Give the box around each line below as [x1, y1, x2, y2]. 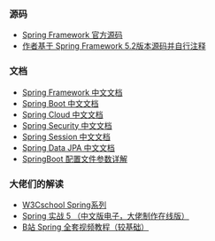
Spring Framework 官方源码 [21, 29, 123, 41]
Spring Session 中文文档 [21, 131, 111, 142]
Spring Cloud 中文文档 [21, 109, 104, 120]
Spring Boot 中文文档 [21, 97, 99, 108]
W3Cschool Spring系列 [21, 199, 107, 210]
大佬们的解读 [9, 177, 65, 190]
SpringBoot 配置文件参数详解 [21, 153, 128, 164]
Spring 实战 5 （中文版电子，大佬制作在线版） [21, 210, 190, 221]
